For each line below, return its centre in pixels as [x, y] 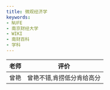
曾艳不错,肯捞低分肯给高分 [64, 77]
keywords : [19, 17]
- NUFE [14, 23]
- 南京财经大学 [22, 28]
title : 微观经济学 [27, 12]
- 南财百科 [18, 39]
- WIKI [14, 34]
